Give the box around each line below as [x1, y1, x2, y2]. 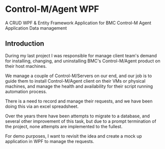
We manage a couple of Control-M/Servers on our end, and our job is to [5, 73, 152, 79]
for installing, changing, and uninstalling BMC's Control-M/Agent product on [5, 58, 161, 64]
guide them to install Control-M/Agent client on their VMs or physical [5, 78, 146, 84]
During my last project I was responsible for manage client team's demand [5, 52, 157, 58]
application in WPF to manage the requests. [5, 138, 95, 144]
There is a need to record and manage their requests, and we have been [5, 98, 153, 104]
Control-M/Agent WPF [5, 3, 99, 15]
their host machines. [5, 63, 47, 69]
